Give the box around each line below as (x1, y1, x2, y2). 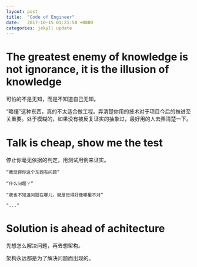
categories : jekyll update (6, 25, 72, 31)
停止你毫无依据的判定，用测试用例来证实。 (6, 156, 109, 163)
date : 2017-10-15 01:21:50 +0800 (6, 19, 94, 25)
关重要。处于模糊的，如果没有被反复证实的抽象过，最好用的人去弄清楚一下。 (6, 115, 192, 122)
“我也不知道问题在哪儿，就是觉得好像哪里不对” (6, 192, 104, 198)
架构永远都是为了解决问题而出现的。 (6, 255, 94, 262)
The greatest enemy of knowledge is (6, 51, 189, 64)
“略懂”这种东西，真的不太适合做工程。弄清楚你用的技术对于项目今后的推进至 (6, 108, 191, 115)
